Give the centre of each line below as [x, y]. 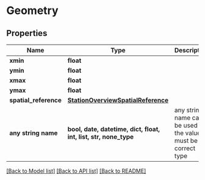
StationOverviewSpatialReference [118, 100]
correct [185, 148]
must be [186, 141]
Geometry [33, 11]
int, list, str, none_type [101, 137]
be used [186, 125]
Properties [27, 33]
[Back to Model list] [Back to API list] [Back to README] [76, 171]
